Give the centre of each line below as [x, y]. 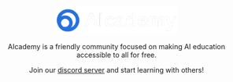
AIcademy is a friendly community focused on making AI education [116, 47]
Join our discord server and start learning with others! [116, 70]
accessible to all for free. [116, 55]
